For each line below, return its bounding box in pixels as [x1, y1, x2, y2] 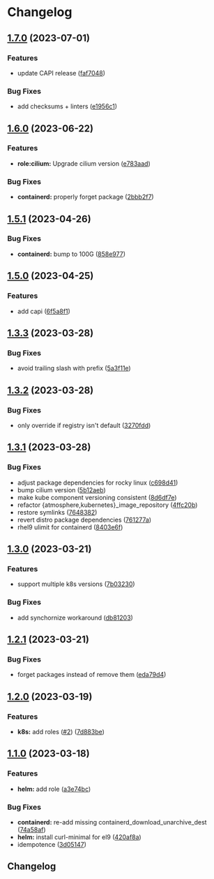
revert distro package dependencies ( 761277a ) [17, 515, 152, 524]
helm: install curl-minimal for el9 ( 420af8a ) [17, 833, 142, 841]
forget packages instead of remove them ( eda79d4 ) [17, 671, 167, 679]
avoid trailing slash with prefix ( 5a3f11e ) [17, 364, 131, 373]
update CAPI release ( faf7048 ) [17, 69, 106, 77]
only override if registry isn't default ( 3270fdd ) [17, 421, 151, 429]
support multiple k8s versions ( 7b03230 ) [17, 580, 135, 588]
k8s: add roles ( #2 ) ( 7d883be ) [17, 727, 105, 736]
